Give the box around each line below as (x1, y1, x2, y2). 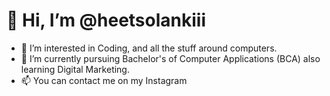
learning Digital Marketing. (20, 63, 130, 75)
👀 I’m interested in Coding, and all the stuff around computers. (20, 42, 278, 54)
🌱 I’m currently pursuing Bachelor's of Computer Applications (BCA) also (20, 52, 321, 64)
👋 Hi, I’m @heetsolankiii (6, 9, 207, 32)
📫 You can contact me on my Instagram (20, 74, 188, 86)
